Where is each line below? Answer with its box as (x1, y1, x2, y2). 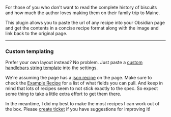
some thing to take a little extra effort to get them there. (5, 91, 122, 97)
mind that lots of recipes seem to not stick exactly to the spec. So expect (5, 85, 158, 92)
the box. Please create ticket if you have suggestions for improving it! (5, 106, 151, 112)
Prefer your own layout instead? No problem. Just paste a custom (5, 60, 143, 66)
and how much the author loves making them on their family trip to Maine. (5, 10, 160, 16)
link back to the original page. (5, 31, 68, 36)
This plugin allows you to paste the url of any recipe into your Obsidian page (5, 20, 165, 25)
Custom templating (5, 48, 54, 55)
